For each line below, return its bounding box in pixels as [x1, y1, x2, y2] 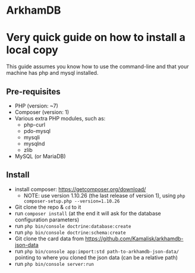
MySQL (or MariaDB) [14, 153, 67, 160]
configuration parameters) [14, 216, 80, 223]
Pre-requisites [6, 87, 61, 97]
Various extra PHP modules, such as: [14, 115, 106, 122]
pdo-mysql [23, 127, 51, 134]
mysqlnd [23, 140, 45, 147]
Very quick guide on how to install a [6, 31, 185, 45]
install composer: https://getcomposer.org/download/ [14, 185, 146, 193]
